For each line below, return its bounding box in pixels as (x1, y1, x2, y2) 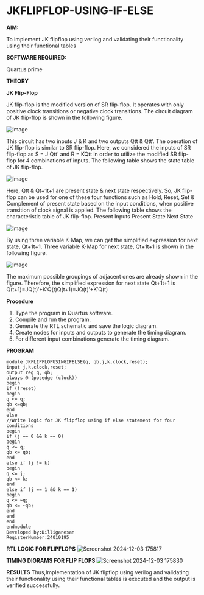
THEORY (6, 77, 29, 85)
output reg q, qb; (6, 369, 53, 375)
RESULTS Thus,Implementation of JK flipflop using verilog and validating (6, 568, 189, 576)
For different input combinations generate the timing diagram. (15, 335, 170, 343)
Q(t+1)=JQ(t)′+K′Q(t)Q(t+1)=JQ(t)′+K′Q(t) (6, 285, 108, 293)
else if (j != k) (6, 460, 51, 466)
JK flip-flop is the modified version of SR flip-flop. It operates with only (6, 101, 184, 108)
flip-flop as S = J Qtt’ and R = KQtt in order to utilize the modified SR (6, 150, 177, 158)
